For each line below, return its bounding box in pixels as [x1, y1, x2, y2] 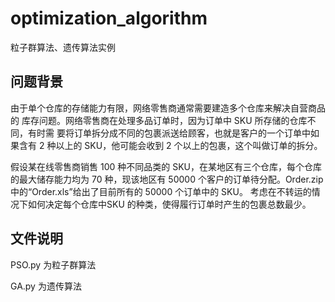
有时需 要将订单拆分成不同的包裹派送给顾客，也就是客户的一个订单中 [27, 127, 311, 139]
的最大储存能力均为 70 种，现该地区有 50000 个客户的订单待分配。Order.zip [10, 173, 324, 185]
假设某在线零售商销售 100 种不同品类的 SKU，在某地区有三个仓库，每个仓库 [10, 160, 322, 172]
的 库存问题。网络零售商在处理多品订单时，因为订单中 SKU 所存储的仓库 [10, 114, 308, 126]
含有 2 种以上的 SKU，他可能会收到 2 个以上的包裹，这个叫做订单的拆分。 [18, 139, 323, 151]
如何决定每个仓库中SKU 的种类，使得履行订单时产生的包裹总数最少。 [27, 198, 312, 210]
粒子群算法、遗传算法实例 [10, 41, 116, 53]
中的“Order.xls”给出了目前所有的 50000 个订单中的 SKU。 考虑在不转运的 [10, 185, 312, 197]
